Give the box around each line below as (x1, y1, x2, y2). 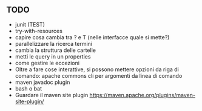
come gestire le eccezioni (15, 59, 80, 66)
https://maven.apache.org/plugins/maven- (89, 91, 196, 98)
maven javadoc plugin (15, 78, 70, 86)
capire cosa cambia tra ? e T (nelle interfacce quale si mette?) (15, 33, 170, 41)
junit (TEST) (15, 21, 45, 28)
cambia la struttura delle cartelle (15, 46, 96, 54)
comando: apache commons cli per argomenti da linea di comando (15, 72, 183, 79)
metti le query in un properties (15, 52, 91, 60)
